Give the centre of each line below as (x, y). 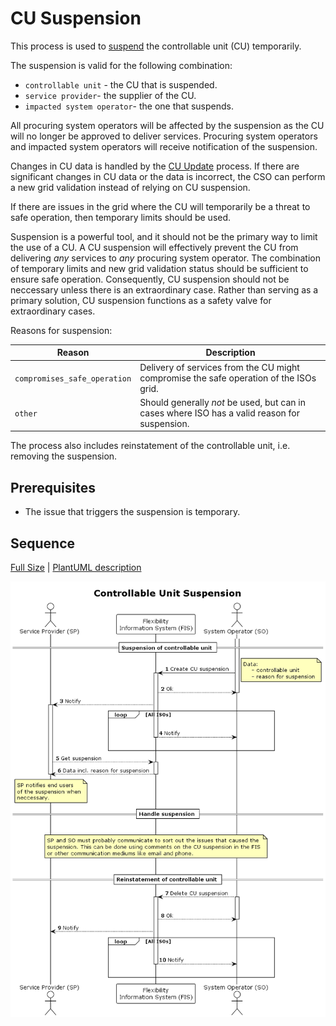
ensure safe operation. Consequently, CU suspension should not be (150, 279)
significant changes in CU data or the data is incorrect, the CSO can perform (168, 176)
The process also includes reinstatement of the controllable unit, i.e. (150, 446)
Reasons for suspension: (61, 330)
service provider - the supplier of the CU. (110, 95)
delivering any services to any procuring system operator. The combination (166, 258)
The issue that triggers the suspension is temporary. (132, 512)
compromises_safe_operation (73, 378)
